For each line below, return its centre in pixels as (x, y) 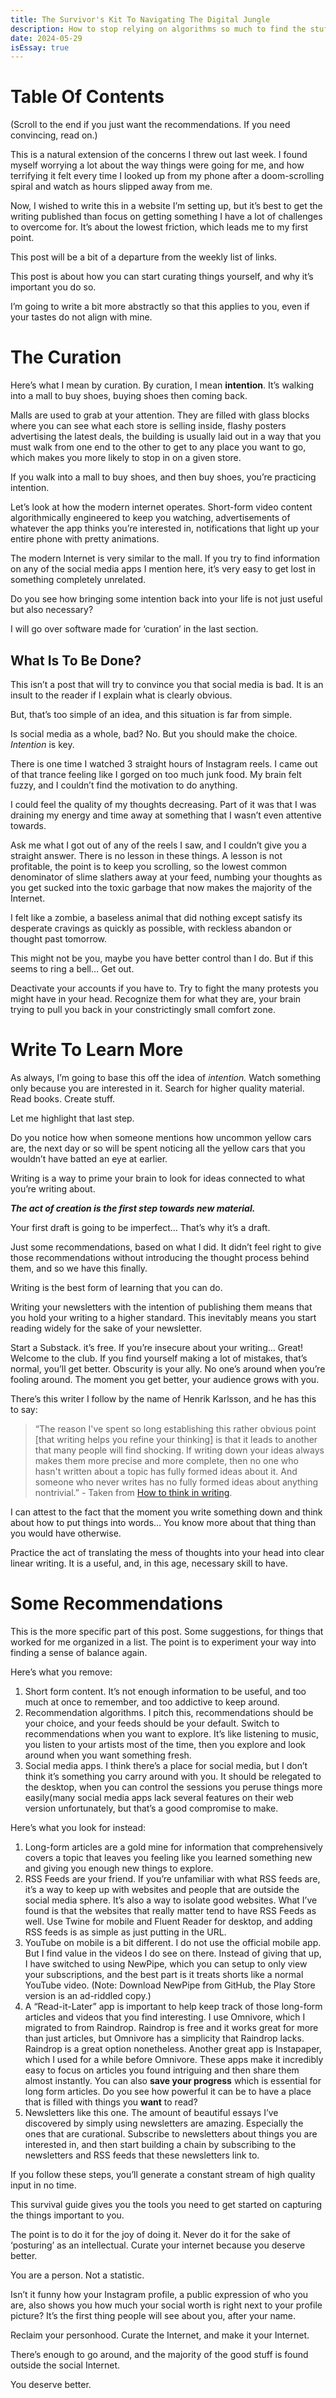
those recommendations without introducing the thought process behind (160, 1257)
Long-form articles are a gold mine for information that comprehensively (173, 1847)
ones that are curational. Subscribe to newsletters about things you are (171, 2133)
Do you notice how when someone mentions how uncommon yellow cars (161, 1137)
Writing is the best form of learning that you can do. (116, 1287)
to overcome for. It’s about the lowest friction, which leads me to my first (159, 227)
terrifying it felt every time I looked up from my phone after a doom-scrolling (167, 176)
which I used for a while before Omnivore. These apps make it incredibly (174, 2059)
